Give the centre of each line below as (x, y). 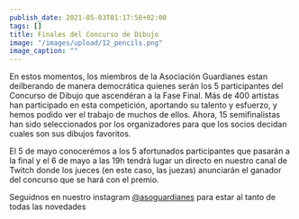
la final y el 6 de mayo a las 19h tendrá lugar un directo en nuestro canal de (149, 161)
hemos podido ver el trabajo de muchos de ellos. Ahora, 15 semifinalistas (145, 115)
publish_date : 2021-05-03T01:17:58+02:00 (88, 18)
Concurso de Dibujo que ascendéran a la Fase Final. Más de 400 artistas (144, 96)
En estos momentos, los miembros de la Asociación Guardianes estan (139, 76)
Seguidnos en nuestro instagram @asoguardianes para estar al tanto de (143, 197)
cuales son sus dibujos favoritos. (70, 134)
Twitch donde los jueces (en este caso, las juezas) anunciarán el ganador (145, 171)
